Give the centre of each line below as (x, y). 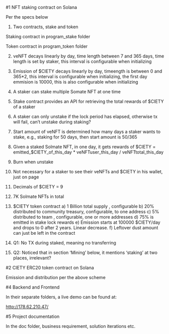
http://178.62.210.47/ (27, 307)
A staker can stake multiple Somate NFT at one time (67, 92)
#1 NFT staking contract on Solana (41, 7)
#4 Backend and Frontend (33, 287)
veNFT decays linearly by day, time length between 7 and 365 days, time (89, 56)
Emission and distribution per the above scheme (56, 277)
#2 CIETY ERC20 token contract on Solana (50, 268)
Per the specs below (27, 17)
